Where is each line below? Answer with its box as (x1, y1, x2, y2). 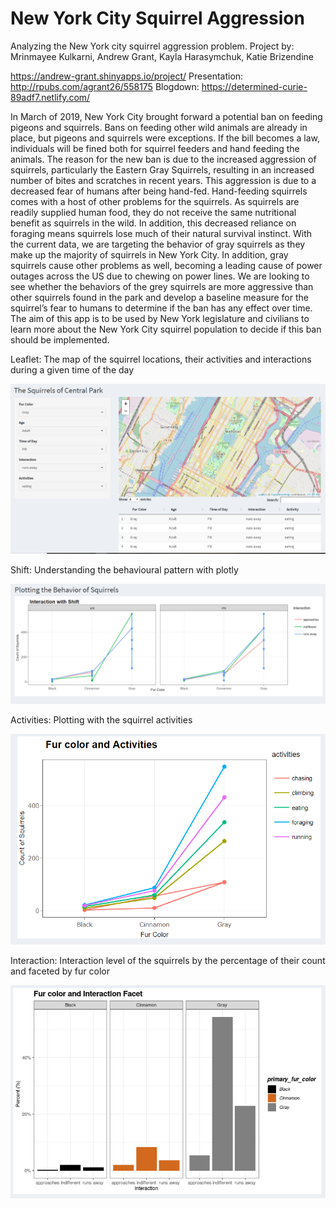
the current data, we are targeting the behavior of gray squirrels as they (10, 238, 306, 250)
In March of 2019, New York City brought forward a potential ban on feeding (10, 110, 323, 122)
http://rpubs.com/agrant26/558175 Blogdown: (10, 80, 200, 92)
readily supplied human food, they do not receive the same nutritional (10, 206, 297, 218)
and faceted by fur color (10, 965, 110, 977)
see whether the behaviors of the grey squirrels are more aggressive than (10, 280, 314, 292)
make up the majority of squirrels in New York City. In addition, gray (10, 248, 289, 261)
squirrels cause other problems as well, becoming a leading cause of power (10, 259, 323, 271)
